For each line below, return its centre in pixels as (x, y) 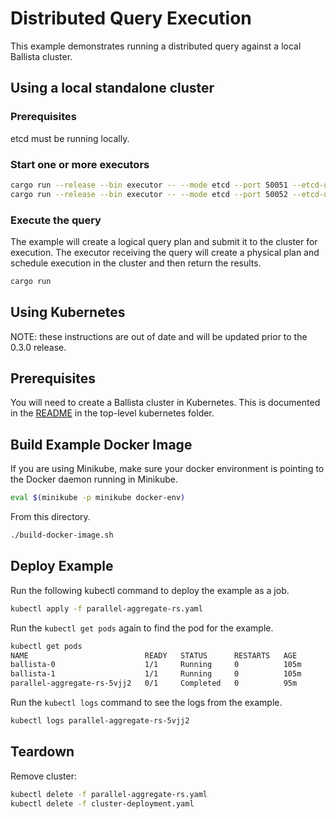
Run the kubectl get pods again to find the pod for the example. (142, 628)
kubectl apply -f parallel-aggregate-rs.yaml (106, 608)
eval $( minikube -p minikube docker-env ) (98, 498)
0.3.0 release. (38, 347)
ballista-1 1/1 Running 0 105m (156, 674)
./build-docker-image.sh (62, 535)
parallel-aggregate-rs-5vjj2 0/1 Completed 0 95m (154, 683)
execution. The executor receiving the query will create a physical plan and (165, 252)
